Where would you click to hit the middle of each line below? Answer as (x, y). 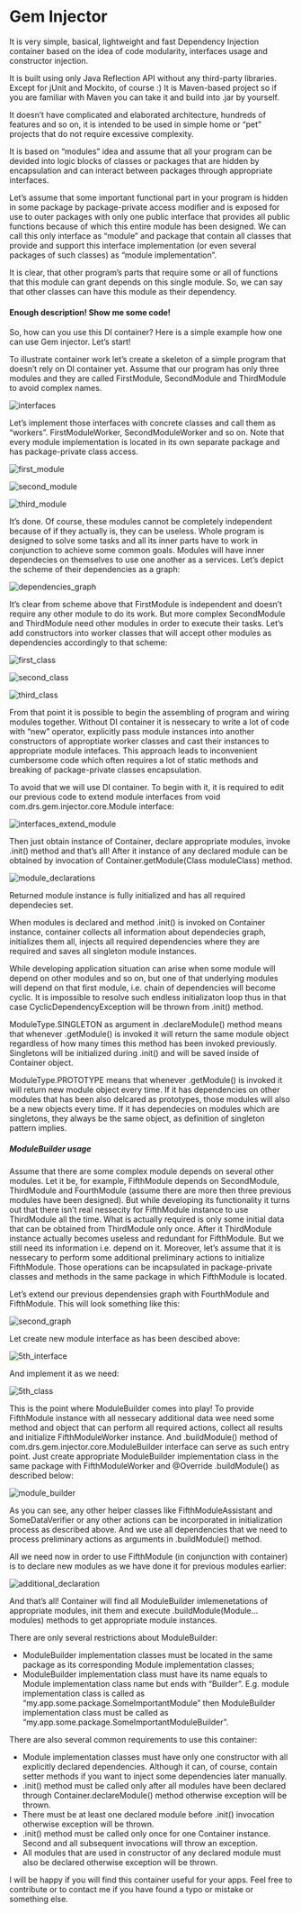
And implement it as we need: (64, 1374)
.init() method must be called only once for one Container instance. (146, 1834)
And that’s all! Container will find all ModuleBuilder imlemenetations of (138, 1601)
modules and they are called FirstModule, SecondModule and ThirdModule (148, 378)
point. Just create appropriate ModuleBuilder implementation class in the (144, 1456)
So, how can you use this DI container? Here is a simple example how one (146, 332)
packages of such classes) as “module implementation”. (113, 255)
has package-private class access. (74, 451)
